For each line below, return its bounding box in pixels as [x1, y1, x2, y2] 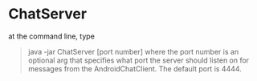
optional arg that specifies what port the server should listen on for [27, 55, 250, 65]
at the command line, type [8, 31, 95, 41]
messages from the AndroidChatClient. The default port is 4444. [27, 63, 243, 73]
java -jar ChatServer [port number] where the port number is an [27, 47, 239, 56]
